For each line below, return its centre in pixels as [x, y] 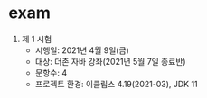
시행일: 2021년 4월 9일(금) [82, 50]
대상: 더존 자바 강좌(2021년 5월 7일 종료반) [110, 61]
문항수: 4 [51, 72]
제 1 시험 [37, 39]
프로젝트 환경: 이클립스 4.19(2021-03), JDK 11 [116, 84]
